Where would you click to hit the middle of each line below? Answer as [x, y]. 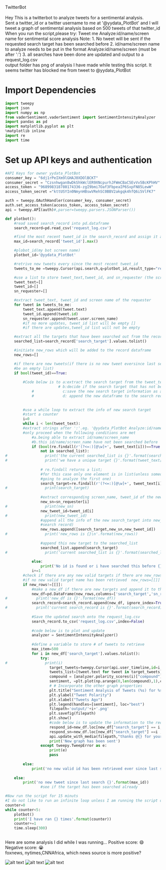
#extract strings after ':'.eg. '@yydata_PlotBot [75, 428]
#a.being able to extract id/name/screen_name [80, 437]
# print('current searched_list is [59, 552]
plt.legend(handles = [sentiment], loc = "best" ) [97, 704]
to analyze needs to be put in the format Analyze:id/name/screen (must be [81, 49]
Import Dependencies [51, 90]
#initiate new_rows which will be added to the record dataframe [83, 350]
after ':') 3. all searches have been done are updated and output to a [75, 54]
